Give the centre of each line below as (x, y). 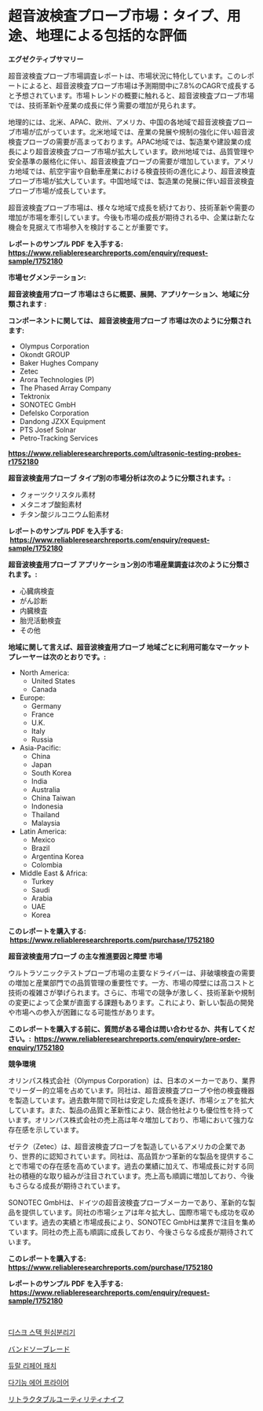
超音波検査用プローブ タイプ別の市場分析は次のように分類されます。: (120, 477)
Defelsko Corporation (54, 413)
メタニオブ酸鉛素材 (51, 504)
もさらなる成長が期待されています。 (66, 1185)
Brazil (40, 848)
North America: (44, 672)
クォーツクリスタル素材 (57, 494)
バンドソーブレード (39, 1349)
